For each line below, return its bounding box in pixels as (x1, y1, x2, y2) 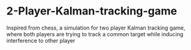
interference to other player (6, 37, 76, 44)
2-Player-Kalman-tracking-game (6, 4, 178, 18)
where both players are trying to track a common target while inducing (6, 30, 184, 37)
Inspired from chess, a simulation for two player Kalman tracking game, (6, 24, 186, 31)
